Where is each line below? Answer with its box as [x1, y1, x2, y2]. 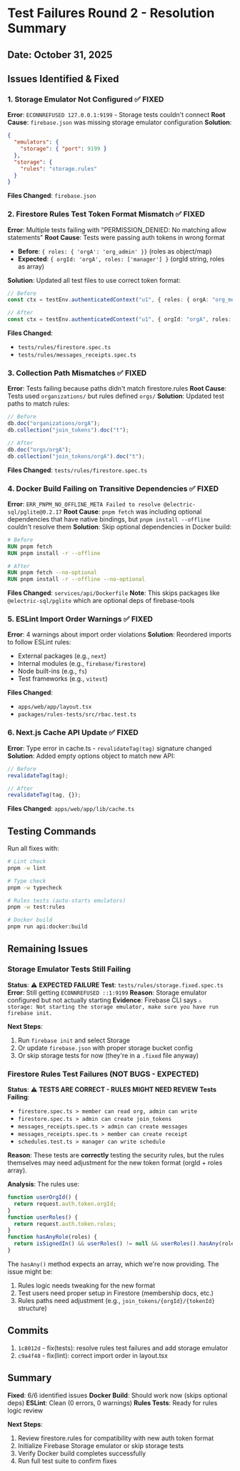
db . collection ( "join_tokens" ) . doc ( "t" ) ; [7, 427, 130, 434]
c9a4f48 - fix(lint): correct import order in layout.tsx [17, 1351, 168, 1360]
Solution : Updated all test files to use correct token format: [7, 276, 181, 284]
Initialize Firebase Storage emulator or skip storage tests [17, 1441, 184, 1450]
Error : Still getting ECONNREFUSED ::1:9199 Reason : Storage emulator [7, 988, 207, 997]
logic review [7, 1406, 44, 1415]
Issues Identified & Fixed [7, 73, 119, 85]
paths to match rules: [7, 399, 70, 408]
